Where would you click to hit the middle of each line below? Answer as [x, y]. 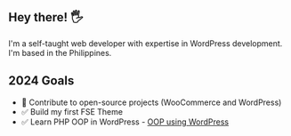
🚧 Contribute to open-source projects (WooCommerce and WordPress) [151, 102]
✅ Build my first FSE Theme [72, 111]
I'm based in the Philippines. [60, 52]
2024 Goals [41, 81]
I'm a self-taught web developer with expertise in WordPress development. [145, 43]
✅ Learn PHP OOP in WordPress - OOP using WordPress [125, 122]
